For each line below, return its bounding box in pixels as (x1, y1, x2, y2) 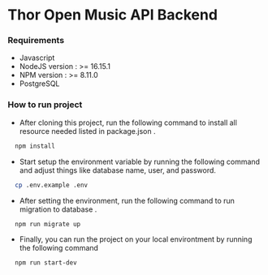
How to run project (7, 99, 83, 110)
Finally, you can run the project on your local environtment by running (19, 234, 253, 244)
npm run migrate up (15, 220, 81, 228)
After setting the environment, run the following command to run (19, 196, 235, 205)
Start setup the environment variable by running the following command (19, 157, 261, 166)
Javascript (19, 53, 55, 62)
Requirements (7, 35, 65, 46)
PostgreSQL (19, 79, 60, 88)
